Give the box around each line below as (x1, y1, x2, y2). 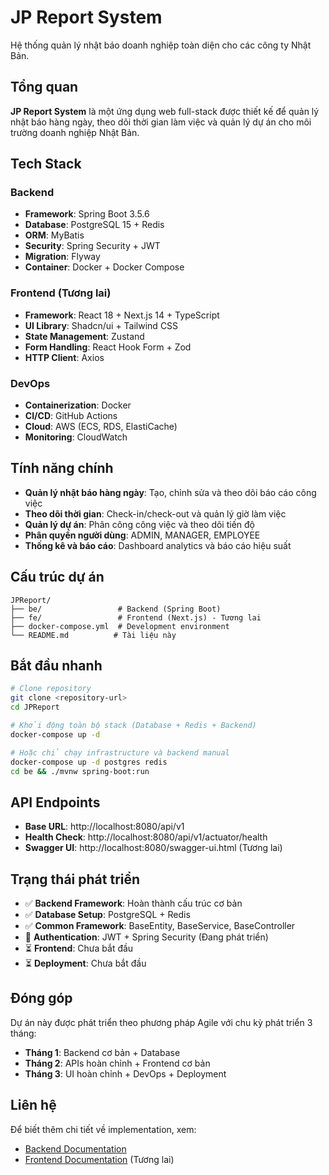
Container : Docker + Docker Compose (24, 261, 185, 273)
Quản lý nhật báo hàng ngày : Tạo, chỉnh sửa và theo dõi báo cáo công (24, 486, 317, 498)
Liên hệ (10, 1097, 57, 1114)
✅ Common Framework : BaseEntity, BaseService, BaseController (24, 920, 296, 932)
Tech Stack (10, 156, 82, 173)
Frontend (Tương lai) (10, 286, 112, 300)
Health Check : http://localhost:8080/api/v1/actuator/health (24, 831, 268, 843)
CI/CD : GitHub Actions (24, 410, 118, 422)
